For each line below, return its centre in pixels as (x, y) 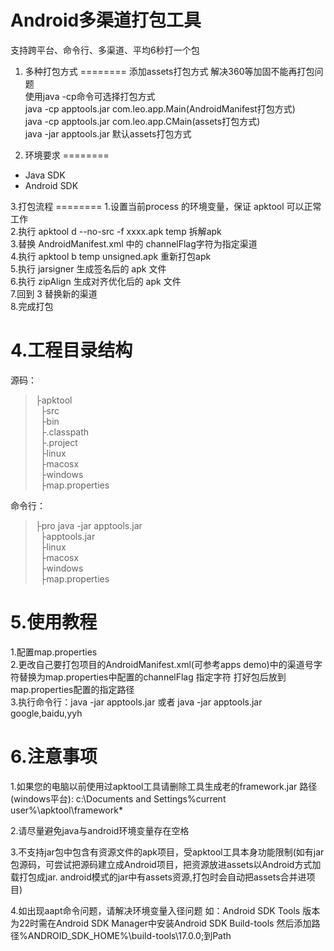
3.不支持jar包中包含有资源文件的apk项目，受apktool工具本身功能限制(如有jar (167, 852)
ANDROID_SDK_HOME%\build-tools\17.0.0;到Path (129, 935)
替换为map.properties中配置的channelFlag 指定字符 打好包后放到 (152, 677)
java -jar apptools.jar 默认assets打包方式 (108, 133)
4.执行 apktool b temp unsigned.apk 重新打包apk (111, 256)
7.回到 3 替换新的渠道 (54, 293)
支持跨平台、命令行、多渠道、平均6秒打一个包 (105, 50)
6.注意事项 (54, 757)
